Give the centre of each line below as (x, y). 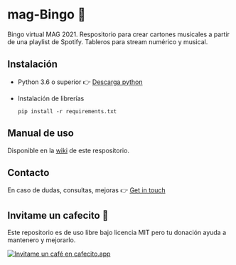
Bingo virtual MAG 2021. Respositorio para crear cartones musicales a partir (118, 34)
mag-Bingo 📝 (47, 15)
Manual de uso (41, 134)
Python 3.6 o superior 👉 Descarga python (80, 82)
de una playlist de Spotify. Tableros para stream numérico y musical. (108, 41)
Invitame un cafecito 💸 (58, 215)
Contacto (28, 173)
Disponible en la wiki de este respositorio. (69, 150)
